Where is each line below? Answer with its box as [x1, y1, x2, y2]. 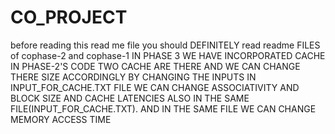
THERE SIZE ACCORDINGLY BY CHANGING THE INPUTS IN [10, 71, 257, 83]
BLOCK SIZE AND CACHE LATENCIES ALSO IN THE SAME [10, 92, 250, 104]
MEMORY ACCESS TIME [10, 113, 112, 125]
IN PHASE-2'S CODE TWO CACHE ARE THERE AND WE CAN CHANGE [10, 60, 301, 72]
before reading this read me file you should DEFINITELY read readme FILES [10, 39, 321, 51]
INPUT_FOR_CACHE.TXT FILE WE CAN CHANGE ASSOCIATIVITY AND [10, 81, 300, 93]
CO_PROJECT [10, 6, 128, 29]
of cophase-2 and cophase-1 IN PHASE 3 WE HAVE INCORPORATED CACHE [10, 49, 326, 61]
